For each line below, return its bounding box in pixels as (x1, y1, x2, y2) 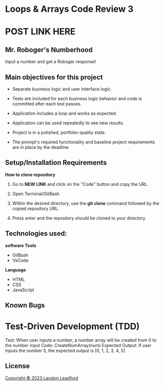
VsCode (12, 257, 29, 263)
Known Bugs (5, 301, 45, 310)
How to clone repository (5, 172, 56, 177)
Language (5, 267, 26, 273)
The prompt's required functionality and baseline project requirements (12, 139, 155, 145)
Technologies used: (5, 229, 67, 238)
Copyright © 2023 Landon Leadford (5, 375, 78, 381)
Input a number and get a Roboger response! (5, 59, 97, 65)
